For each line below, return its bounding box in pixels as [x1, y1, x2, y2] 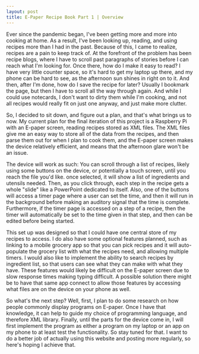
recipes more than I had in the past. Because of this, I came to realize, [6, 43, 177, 50]
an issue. [6, 149, 29, 156]
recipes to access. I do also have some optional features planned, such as [6, 235, 187, 242]
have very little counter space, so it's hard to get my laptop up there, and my [6, 68, 193, 75]
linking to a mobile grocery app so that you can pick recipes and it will [6, 241, 177, 248]
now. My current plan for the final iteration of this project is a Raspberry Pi [6, 117, 187, 125]
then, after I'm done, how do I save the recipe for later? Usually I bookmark [6, 81, 189, 88]
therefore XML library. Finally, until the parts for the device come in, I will [6, 315, 184, 323]
